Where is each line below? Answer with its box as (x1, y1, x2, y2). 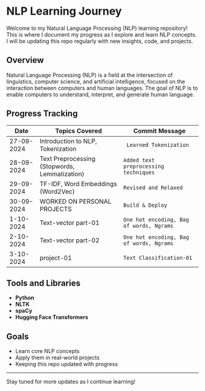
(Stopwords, (39, 162, 75, 170)
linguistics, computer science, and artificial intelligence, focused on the (6, 77, 185, 85)
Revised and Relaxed (123, 184, 183, 191)
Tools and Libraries (6, 278, 81, 288)
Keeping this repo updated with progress (15, 361, 118, 368)
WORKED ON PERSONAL (39, 197, 112, 206)
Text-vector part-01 (39, 218, 99, 227)
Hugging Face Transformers (15, 314, 88, 321)
